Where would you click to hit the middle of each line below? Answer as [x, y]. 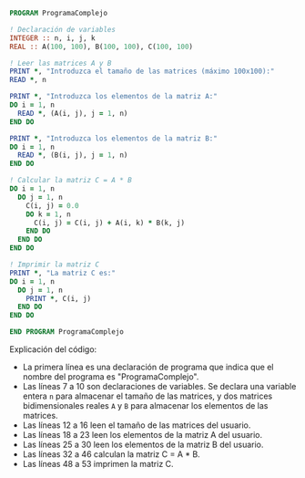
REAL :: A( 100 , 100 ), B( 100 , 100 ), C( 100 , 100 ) [102, 47]
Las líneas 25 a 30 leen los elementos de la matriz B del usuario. [143, 444]
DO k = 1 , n [48, 214]
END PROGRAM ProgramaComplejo [67, 332]
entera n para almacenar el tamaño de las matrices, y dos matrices [147, 396]
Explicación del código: [53, 349]
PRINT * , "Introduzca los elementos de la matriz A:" [114, 97]
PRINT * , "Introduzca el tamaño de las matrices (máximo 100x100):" [142, 72]
